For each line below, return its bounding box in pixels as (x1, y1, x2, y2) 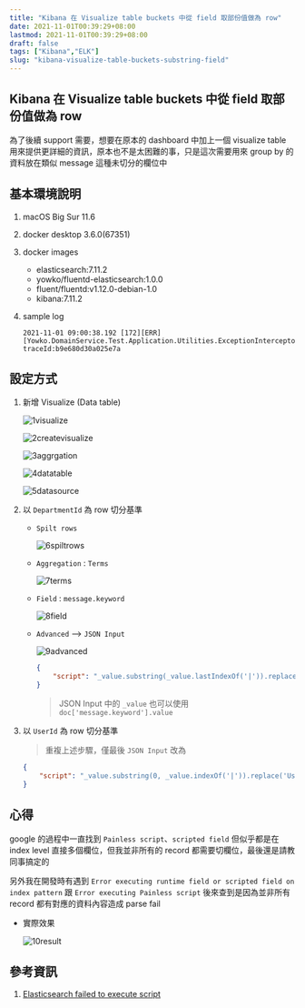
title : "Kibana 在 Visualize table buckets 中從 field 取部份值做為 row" (9, 13, 282, 23)
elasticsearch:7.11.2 (35, 264, 108, 275)
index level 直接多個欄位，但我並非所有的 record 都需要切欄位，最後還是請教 (9, 844, 296, 855)
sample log (22, 310, 64, 321)
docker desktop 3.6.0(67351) (22, 228, 131, 239)
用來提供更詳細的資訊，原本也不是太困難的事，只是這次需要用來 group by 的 (9, 146, 294, 156)
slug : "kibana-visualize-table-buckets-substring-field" (9, 55, 230, 65)
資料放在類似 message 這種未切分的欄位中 (9, 156, 168, 168)
